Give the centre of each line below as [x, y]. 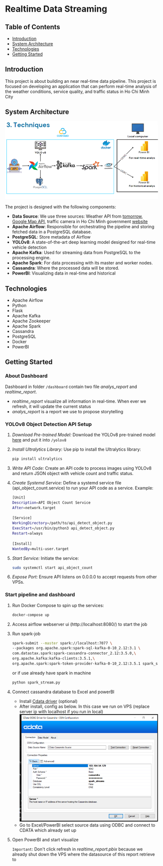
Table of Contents [33, 27]
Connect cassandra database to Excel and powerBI [63, 692]
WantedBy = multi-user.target [40, 549]
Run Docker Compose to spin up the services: [58, 605]
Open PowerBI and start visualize [45, 840]
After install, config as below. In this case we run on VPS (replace [84, 706]
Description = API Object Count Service [51, 502]
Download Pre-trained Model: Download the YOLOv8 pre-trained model [84, 435]
